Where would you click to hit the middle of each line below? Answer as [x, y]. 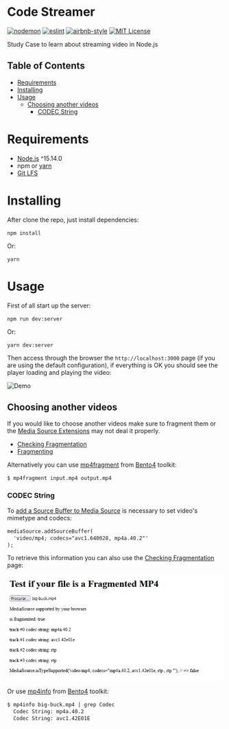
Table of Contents [46, 66]
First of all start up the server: [49, 305]
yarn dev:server [30, 345]
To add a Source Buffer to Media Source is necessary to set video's [103, 510]
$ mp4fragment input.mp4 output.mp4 [59, 478]
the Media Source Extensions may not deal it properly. [84, 431]
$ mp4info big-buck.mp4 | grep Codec [61, 704]
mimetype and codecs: [39, 518]
